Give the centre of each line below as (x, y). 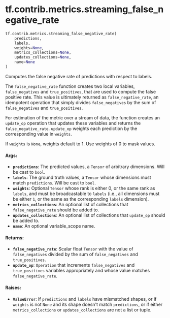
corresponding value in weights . (39, 134)
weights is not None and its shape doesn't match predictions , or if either (88, 304)
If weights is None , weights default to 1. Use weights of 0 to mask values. (80, 144)
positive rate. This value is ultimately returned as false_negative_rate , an (82, 97)
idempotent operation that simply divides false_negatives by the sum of (81, 102)
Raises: (13, 288)
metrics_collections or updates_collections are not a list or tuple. (82, 310)
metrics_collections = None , (43, 53)
